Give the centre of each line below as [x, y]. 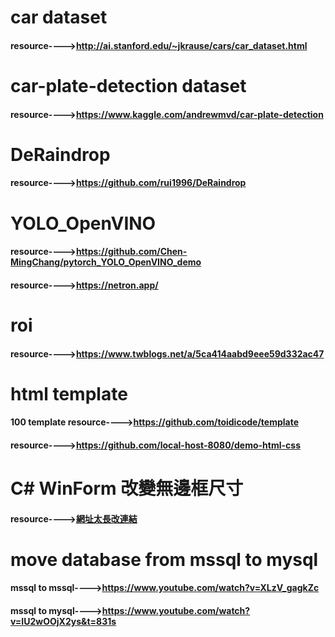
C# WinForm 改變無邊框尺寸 [127, 488]
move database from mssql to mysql [164, 559]
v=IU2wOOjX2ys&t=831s [63, 622]
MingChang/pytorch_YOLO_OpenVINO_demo [106, 262]
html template [69, 393]
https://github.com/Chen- [131, 252]
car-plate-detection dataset [128, 85]
